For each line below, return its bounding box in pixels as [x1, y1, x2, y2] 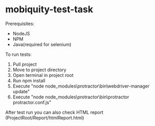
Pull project [12, 61, 37, 67]
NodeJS [12, 30, 30, 36]
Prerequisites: [5, 20, 35, 27]
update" [12, 88, 30, 94]
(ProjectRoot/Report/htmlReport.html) [5, 114, 84, 121]
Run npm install [12, 77, 46, 83]
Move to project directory [12, 67, 67, 73]
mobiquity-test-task [5, 4, 94, 15]
